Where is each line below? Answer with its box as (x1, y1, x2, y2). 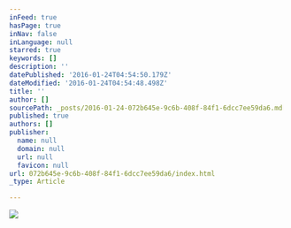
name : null (17, 136, 57, 145)
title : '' (9, 87, 46, 95)
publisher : (9, 128, 50, 137)
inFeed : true (9, 12, 57, 22)
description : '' (9, 63, 69, 72)
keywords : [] (9, 54, 57, 63)
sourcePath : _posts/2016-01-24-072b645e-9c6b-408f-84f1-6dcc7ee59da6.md (9, 103, 283, 112)
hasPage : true (9, 21, 62, 30)
